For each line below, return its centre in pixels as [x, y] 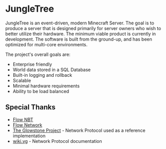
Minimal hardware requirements [46, 86]
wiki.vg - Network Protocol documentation [57, 141]
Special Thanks [30, 107]
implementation [29, 136]
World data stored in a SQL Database [52, 70]
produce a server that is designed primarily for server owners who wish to [83, 28]
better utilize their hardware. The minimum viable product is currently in [81, 34]
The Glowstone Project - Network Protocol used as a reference [79, 130]
